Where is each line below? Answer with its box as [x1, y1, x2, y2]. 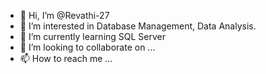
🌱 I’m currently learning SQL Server [19, 31, 167, 42]
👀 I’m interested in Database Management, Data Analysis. [19, 20, 257, 32]
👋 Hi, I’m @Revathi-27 [19, 10, 110, 21]
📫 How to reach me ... [19, 53, 113, 64]
